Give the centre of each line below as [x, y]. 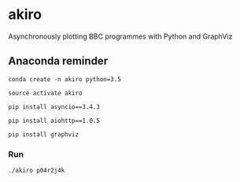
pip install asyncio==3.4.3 [54, 107]
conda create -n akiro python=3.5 [65, 79]
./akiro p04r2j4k [37, 171]
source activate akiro [45, 93]
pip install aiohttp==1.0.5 [54, 121]
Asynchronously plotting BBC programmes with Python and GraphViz [120, 36]
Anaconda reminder [58, 61]
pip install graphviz [44, 134]
